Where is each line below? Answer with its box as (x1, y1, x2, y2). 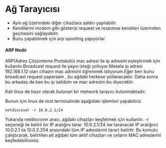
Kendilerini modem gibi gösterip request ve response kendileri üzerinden (12, 25, 161, 31)
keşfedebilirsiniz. (5, 138, 40, 144)
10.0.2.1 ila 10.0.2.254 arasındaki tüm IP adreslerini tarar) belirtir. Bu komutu (5, 127, 158, 133)
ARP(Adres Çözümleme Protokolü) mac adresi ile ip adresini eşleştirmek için (5, 58, 161, 64)
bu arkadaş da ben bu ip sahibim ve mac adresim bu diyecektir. (5, 79, 134, 85)
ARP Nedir (5, 47, 27, 53)
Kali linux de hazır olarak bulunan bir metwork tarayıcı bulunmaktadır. (5, 89, 146, 95)
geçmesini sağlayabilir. (12, 30, 59, 36)
